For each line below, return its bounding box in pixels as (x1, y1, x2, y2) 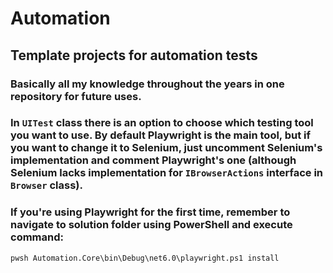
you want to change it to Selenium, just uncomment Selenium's (10, 141, 323, 155)
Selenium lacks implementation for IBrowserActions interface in (10, 166, 324, 180)
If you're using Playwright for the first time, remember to (10, 205, 291, 219)
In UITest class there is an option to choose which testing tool (10, 116, 314, 130)
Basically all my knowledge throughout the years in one (10, 77, 285, 91)
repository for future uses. (10, 89, 142, 103)
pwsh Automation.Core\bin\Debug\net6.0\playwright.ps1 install (10, 253, 280, 263)
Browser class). (10, 178, 83, 192)
